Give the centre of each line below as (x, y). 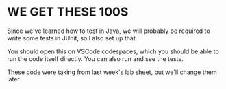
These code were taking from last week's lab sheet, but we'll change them (112, 72)
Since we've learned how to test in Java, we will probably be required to (109, 31)
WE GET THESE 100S (68, 12)
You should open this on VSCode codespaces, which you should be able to (113, 51)
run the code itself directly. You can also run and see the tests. (95, 58)
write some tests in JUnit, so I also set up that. (72, 38)
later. (14, 79)
